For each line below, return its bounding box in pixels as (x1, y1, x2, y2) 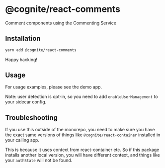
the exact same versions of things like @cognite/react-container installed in (5, 132, 161, 138)
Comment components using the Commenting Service (5, 20, 117, 26)
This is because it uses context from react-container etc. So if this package (5, 147, 160, 153)
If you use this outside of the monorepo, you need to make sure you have (5, 127, 155, 133)
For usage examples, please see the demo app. (5, 84, 102, 90)
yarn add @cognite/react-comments (5, 47, 77, 53)
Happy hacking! (5, 56, 38, 63)
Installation (5, 34, 41, 43)
